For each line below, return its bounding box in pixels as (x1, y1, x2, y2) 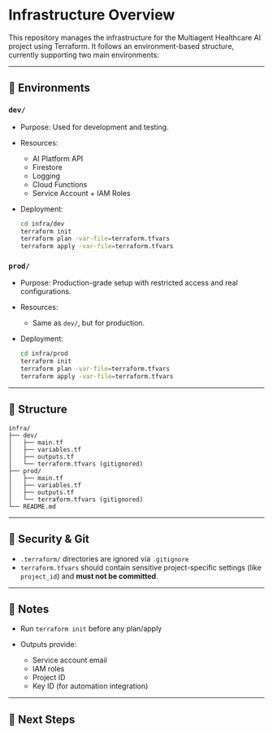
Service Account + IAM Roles (32, 188, 132, 198)
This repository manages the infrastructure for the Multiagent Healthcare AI (8, 33, 262, 42)
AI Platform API (32, 153, 84, 164)
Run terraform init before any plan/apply (19, 624, 162, 634)
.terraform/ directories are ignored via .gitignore (19, 553, 189, 563)
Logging (32, 171, 61, 181)
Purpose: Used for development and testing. (19, 122, 169, 132)
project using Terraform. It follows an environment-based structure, (8, 41, 234, 50)
